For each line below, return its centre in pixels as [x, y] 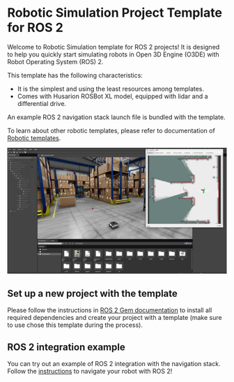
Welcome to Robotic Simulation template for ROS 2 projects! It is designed [114, 47]
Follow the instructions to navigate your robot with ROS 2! [90, 371]
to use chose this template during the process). [75, 325]
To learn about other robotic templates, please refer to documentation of [111, 130]
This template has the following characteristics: [75, 75]
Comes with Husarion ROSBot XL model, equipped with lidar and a [112, 96]
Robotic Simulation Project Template [115, 13]
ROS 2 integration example [66, 347]
